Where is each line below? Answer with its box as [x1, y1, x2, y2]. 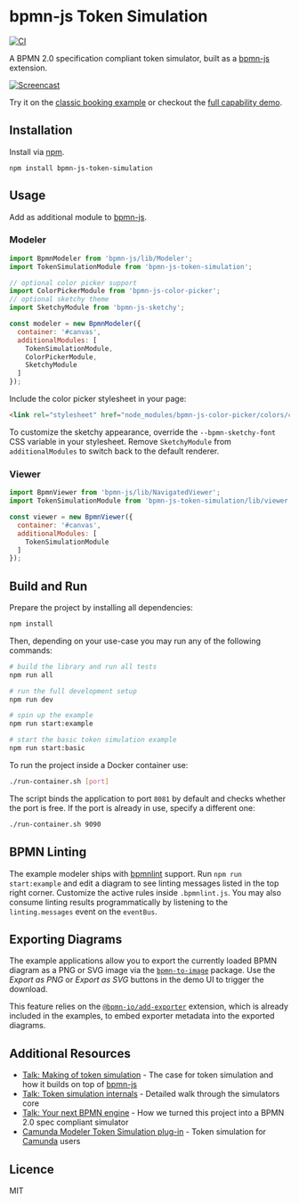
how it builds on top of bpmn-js [21, 1079, 138, 1090]
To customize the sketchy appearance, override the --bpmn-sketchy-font [9, 426, 276, 438]
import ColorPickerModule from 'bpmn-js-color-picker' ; [9, 287, 221, 296]
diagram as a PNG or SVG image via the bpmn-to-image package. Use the [9, 965, 276, 976]
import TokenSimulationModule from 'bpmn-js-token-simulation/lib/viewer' [9, 496, 293, 505]
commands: [9, 644, 53, 656]
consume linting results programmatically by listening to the [9, 896, 229, 907]
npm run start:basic [9, 744, 86, 753]
